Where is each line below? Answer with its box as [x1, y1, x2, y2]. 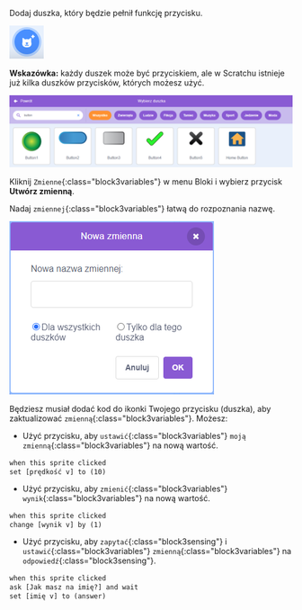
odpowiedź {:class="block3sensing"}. [22, 555, 156, 566]
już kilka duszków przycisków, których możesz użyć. [9, 77, 205, 88]
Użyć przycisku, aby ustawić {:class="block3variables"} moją [22, 430, 246, 441]
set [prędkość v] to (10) [9, 467, 106, 476]
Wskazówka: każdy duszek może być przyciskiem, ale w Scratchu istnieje [9, 67, 285, 78]
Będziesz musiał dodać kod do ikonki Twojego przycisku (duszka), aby [9, 403, 271, 414]
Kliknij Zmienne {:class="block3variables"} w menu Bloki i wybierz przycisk [9, 175, 283, 187]
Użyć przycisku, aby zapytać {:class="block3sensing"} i [22, 535, 227, 547]
